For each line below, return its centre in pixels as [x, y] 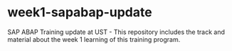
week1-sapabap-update [80, 12]
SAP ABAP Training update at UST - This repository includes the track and [116, 32]
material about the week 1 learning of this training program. [94, 39]
